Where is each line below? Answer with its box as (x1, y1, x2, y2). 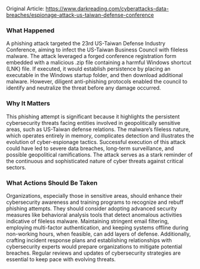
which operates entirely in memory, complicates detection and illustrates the (6, 132, 194, 139)
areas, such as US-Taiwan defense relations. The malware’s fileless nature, (6, 126, 190, 133)
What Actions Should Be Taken (6, 179, 98, 187)
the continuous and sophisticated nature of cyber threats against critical (6, 157, 184, 164)
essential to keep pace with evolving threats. (6, 255, 116, 262)
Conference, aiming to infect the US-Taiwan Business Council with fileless (6, 46, 188, 53)
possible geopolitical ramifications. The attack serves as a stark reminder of (6, 151, 193, 158)
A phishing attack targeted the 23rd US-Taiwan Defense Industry (6, 40, 166, 47)
